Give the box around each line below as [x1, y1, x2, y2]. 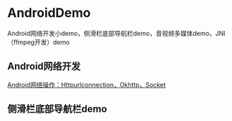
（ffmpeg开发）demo [7, 37, 70, 46]
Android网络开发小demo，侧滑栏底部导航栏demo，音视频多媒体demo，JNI [7, 29, 226, 37]
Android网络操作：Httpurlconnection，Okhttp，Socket [7, 80, 166, 89]
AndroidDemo [7, 5, 91, 21]
